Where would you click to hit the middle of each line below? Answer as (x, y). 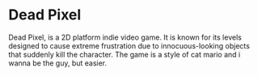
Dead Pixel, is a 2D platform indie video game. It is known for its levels (125, 37)
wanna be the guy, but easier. (58, 63)
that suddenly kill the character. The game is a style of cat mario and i (125, 54)
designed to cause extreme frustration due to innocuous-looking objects (129, 45)
